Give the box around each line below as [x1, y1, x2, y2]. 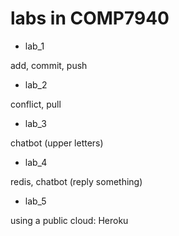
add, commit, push [10, 59, 88, 71]
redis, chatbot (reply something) [10, 175, 143, 187]
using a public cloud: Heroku [10, 214, 129, 226]
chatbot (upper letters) [10, 137, 104, 149]
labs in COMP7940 [10, 7, 170, 30]
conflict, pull [10, 98, 62, 110]
